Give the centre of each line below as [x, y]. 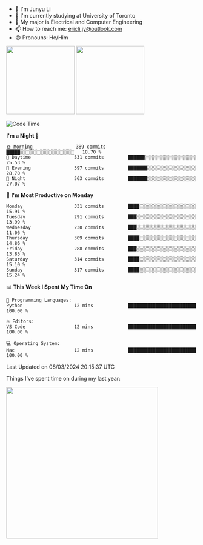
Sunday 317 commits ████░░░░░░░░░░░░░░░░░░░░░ [101, 270]
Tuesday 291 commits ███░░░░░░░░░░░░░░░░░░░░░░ [101, 217]
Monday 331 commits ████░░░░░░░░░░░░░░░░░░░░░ [101, 206]
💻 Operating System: [33, 343]
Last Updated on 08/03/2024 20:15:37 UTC [61, 367]
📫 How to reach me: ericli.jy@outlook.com [68, 28]
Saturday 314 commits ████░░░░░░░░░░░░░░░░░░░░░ [101, 259]
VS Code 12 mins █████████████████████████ [101, 327]
